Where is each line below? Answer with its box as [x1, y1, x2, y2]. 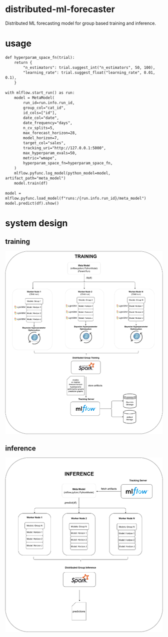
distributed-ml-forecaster [5, 4, 115, 15]
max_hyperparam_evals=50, [23, 150, 77, 155]
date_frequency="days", [23, 120, 72, 125]
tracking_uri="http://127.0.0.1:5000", [23, 145, 106, 150]
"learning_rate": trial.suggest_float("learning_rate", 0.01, [23, 70, 155, 75]
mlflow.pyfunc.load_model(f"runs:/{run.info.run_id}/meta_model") [5, 196, 146, 201]
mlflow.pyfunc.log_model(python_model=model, [14, 170, 111, 175]
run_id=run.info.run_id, [23, 100, 75, 105]
